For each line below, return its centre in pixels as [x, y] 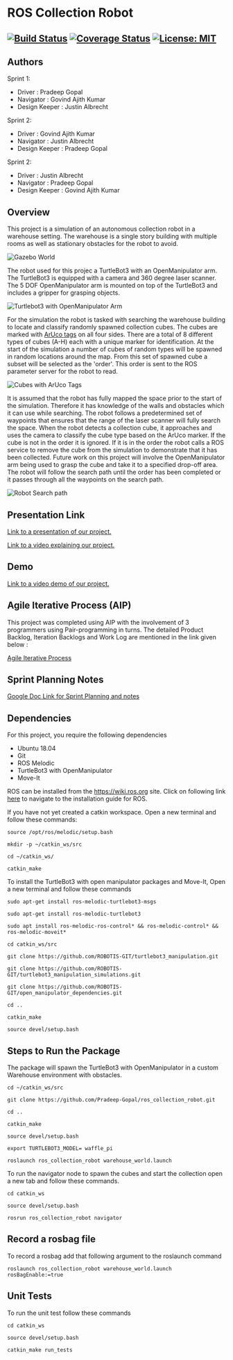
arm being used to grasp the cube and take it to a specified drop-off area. [113, 465]
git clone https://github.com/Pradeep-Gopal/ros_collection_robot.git [111, 1100]
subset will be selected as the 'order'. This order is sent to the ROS [102, 364]
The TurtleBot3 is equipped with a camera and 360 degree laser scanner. [112, 278]
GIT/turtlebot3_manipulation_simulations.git [74, 975]
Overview [29, 212]
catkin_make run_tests [40, 1350]
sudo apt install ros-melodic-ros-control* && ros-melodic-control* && [113, 926]
